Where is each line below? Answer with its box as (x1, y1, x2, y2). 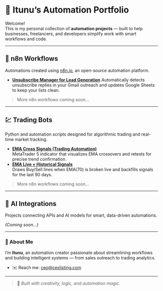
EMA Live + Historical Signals (12, 161, 73, 167)
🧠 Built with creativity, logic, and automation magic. (16, 280, 120, 286)
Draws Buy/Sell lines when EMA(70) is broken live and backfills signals (12, 166, 154, 172)
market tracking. (15, 136, 48, 142)
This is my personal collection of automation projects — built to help (5, 25, 143, 31)
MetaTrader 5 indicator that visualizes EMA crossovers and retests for (12, 151, 152, 157)
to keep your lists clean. (12, 87, 60, 93)
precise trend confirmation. (12, 156, 67, 162)
